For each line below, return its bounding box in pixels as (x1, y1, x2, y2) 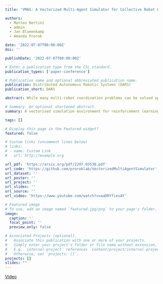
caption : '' (9, 216, 34, 221)
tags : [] (5, 117, 23, 123)
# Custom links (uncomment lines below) (5, 140, 88, 144)
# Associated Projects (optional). (5, 234, 77, 238)
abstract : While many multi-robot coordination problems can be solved (5, 95, 153, 101)
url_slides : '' (5, 185, 36, 189)
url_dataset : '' (5, 171, 38, 176)
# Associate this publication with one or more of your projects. (5, 238, 147, 243)
